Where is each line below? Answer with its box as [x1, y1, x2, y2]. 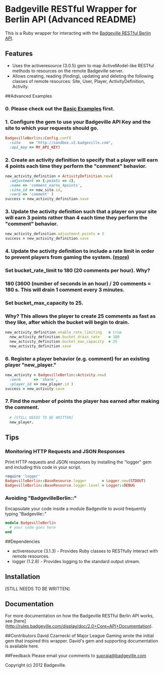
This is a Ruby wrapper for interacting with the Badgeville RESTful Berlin [5, 30, 151, 36]
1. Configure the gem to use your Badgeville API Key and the [5, 118, 151, 125]
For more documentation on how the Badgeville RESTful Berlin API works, [5, 613, 154, 619]
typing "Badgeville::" [5, 511, 47, 517]
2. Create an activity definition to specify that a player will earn [5, 156, 158, 163]
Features [5, 50, 33, 58]
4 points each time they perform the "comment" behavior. [5, 162, 147, 169]
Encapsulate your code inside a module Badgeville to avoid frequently [5, 506, 146, 511]
